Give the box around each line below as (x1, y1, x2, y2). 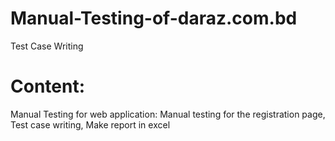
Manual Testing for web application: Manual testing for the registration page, (10, 108, 326, 120)
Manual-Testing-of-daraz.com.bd (10, 7, 298, 30)
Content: (10, 75, 86, 98)
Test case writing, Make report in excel (10, 118, 171, 131)
